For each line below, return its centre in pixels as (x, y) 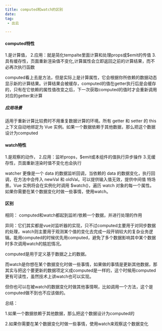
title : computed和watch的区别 (34, 9)
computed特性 (20, 43)
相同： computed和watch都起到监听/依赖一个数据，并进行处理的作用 (73, 215)
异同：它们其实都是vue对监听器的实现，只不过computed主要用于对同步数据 (81, 225)
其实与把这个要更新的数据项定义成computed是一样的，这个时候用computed (81, 270)
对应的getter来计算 (24, 96)
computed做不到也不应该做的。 (36, 293)
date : (10, 14)
